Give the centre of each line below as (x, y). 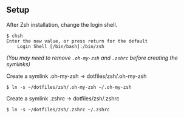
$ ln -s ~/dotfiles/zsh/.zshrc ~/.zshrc (58, 109)
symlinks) (18, 64)
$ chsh (15, 36)
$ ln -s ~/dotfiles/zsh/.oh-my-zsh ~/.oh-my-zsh (69, 87)
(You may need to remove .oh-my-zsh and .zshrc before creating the (92, 58)
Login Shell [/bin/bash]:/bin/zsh (61, 46)
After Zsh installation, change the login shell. (62, 24)
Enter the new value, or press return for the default (77, 41)
